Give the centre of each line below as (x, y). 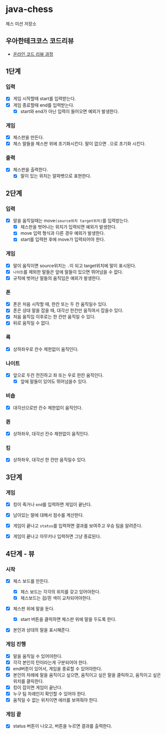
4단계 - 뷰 (20, 554)
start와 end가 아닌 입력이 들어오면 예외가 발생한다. (70, 111)
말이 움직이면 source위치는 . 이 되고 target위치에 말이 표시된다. (74, 265)
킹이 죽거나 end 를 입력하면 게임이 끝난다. (52, 504)
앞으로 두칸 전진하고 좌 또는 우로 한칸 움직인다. (58, 375)
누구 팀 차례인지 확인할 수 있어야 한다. (49, 693)
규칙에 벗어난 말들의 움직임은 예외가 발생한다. (57, 278)
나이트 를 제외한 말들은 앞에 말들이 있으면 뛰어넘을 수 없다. (68, 272)
